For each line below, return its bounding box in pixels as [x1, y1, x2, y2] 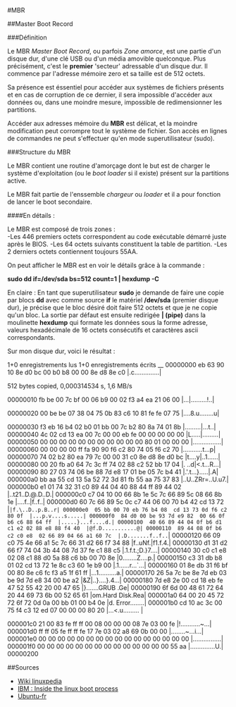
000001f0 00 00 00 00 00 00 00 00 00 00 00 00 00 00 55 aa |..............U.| [7, 642, 224, 651]
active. [7, 176, 27, 185]
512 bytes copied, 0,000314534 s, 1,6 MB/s [7, 382, 132, 390]
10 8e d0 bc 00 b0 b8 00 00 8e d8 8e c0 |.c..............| [7, 368, 162, 376]
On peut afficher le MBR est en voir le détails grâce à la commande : [7, 261, 205, 269]
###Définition [7, 33, 47, 42]
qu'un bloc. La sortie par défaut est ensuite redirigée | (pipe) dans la [7, 311, 206, 319]
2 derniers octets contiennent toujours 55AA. [7, 247, 139, 256]
